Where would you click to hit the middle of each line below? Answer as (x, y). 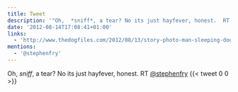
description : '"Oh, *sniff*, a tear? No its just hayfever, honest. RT (119, 21)
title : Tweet (27, 14)
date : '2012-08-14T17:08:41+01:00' (60, 27)
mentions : (22, 47)
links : (17, 34)
